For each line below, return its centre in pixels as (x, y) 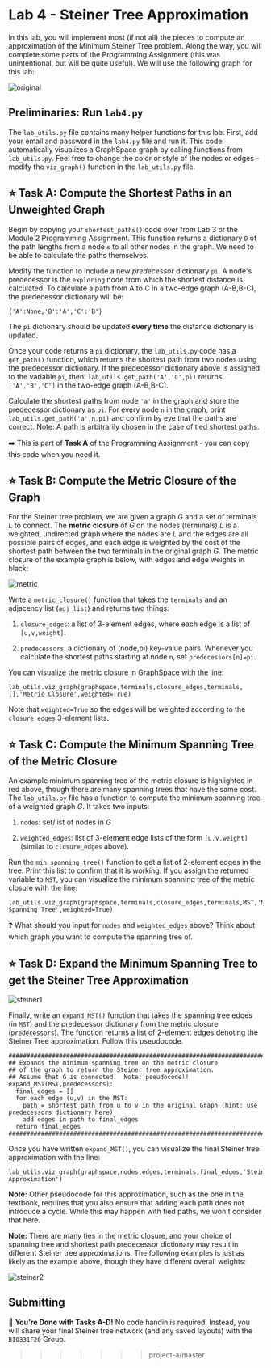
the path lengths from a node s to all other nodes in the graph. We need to (131, 246)
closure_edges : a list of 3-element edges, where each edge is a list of (135, 624)
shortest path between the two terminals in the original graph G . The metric (133, 551)
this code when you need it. (54, 454)
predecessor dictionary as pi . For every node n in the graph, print (117, 409)
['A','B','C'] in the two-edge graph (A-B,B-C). (89, 385)
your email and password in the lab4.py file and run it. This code (115, 141)
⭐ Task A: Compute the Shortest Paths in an (120, 193)
